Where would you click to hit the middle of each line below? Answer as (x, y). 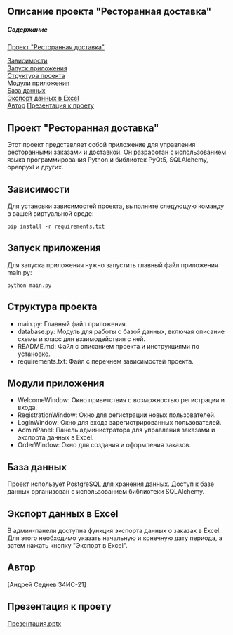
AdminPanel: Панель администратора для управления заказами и (116, 430)
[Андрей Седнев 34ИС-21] (47, 584)
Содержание (27, 29)
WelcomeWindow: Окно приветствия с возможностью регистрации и (121, 400)
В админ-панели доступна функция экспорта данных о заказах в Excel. (114, 531)
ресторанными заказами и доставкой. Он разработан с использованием (117, 152)
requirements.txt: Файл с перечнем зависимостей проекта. (106, 361)
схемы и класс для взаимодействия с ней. (81, 339)
